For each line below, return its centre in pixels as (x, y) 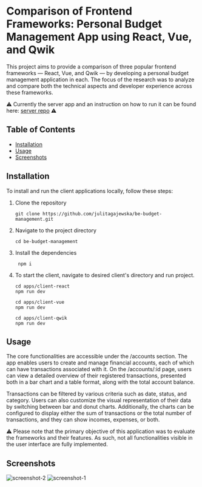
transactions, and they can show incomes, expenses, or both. (83, 420)
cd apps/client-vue (40, 302)
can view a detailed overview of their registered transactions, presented (96, 376)
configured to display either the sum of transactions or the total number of (99, 413)
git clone (28, 213)
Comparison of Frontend (69, 11)
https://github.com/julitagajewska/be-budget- (102, 213)
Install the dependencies (46, 252)
